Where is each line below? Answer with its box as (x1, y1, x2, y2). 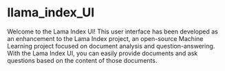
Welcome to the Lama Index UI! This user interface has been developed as (7, 27, 218, 35)
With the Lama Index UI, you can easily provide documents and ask (7, 49, 198, 57)
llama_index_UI (7, 5, 95, 20)
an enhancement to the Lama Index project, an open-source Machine (7, 34, 204, 42)
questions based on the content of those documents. (7, 56, 158, 64)
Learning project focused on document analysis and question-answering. (7, 42, 215, 50)
